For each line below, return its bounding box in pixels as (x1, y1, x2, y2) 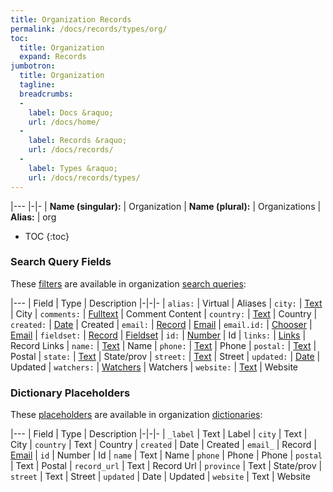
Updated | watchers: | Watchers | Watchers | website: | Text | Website (10, 361, 299, 373)
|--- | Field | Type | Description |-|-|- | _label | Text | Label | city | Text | (10, 428, 308, 440)
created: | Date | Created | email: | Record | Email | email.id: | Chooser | (10, 318, 313, 330)
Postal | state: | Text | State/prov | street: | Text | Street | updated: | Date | (10, 350, 321, 362)
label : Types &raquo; (28, 163, 118, 173)
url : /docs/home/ (28, 117, 101, 127)
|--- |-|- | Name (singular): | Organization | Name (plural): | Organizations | (10, 200, 322, 212)
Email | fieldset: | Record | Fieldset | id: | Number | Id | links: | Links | (10, 329, 307, 341)
